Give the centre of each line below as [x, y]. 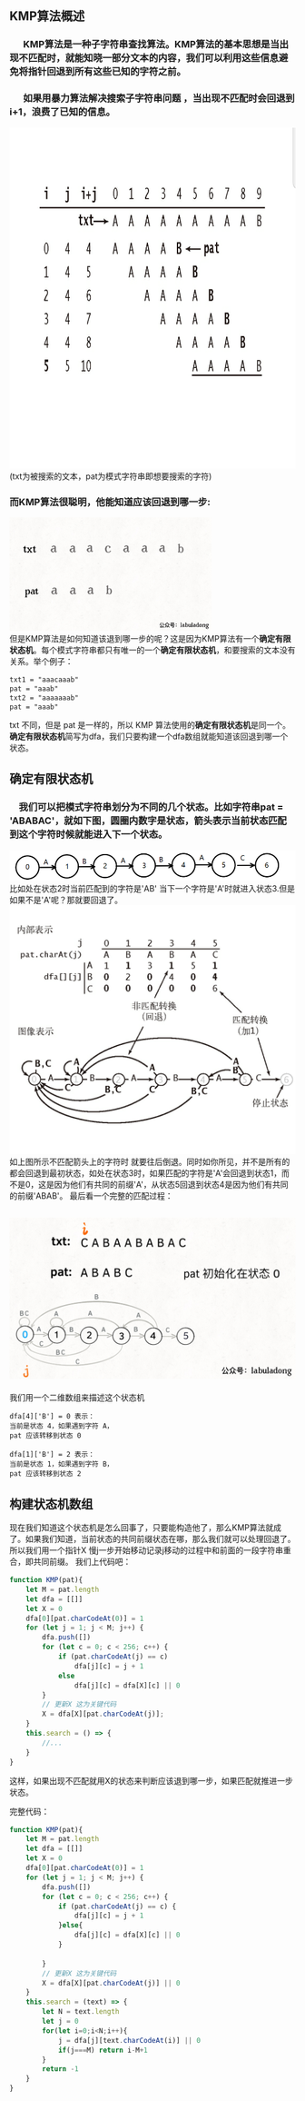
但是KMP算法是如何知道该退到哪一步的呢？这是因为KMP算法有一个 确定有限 [150, 638]
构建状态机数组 [51, 1504]
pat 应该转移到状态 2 [45, 1474]
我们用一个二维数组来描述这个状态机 [77, 1398]
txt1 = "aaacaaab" [44, 680]
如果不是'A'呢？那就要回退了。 [66, 900]
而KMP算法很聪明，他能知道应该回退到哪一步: [110, 502]
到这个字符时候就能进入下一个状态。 [89, 834]
